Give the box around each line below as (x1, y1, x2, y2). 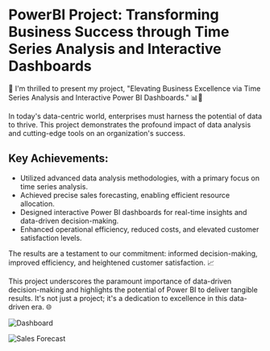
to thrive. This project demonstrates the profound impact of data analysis (8, 119, 251, 130)
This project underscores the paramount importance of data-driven (8, 276, 232, 286)
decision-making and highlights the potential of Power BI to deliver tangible (8, 284, 258, 295)
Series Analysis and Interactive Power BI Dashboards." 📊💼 (8, 93, 203, 102)
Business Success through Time (8, 23, 230, 41)
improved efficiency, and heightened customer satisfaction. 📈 (8, 258, 215, 267)
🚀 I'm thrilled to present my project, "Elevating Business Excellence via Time (8, 83, 261, 93)
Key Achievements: (8, 151, 109, 166)
